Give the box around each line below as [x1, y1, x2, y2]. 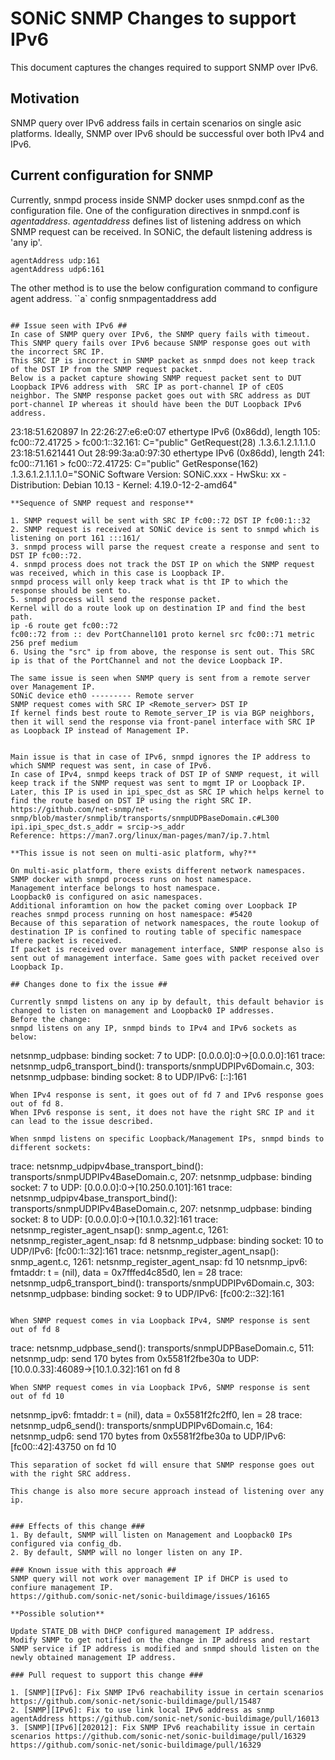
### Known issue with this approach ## [10, 1565, 177, 1575]
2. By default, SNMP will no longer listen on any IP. [10, 1547, 244, 1557]
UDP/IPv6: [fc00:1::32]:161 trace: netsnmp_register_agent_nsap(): [10, 1245, 279, 1257]
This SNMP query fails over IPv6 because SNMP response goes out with [10, 338, 311, 348]
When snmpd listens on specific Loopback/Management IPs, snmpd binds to [10, 1133, 325, 1144]
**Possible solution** [10, 1608, 105, 1619]
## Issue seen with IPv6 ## [10, 320, 128, 331]
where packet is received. [10, 935, 123, 946]
